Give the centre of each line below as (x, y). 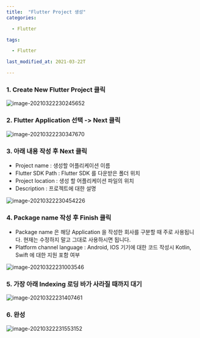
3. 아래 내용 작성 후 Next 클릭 (47, 151)
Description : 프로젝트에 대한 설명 (55, 188)
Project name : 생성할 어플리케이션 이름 (63, 165)
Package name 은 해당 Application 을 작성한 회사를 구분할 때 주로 (94, 232)
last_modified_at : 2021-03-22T (46, 62)
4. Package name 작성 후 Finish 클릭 (59, 218)
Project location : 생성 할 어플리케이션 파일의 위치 (74, 180)
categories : (21, 18)
